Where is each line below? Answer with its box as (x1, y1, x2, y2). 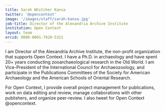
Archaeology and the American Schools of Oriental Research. (5, 75, 132, 81)
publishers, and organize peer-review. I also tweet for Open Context (5, 95, 145, 101)
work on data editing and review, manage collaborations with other (5, 90, 142, 96)
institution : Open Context (5, 26, 61, 31)
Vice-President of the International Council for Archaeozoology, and (5, 64, 145, 70)
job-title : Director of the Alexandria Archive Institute (5, 21, 128, 26)
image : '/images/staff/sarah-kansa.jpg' (5, 16, 91, 21)
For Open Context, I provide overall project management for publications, (5, 84, 156, 90)
